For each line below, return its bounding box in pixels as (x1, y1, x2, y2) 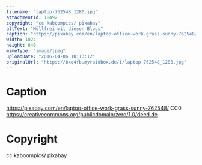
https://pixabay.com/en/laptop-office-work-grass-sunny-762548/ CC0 (6, 104, 182, 112)
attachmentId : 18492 (6, 14, 58, 20)
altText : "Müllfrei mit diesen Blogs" (6, 25, 103, 32)
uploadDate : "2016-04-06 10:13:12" (6, 53, 96, 59)
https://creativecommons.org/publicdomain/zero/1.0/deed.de (6, 111, 158, 118)
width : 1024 (6, 37, 36, 43)
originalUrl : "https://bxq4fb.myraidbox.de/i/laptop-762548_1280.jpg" (6, 59, 187, 65)
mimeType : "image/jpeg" (6, 48, 66, 54)
